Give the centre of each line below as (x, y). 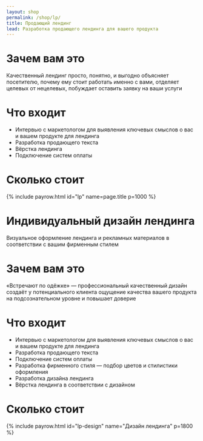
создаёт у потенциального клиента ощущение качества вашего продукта (101, 292)
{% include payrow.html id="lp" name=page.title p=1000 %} (81, 197)
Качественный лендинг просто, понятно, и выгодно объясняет (88, 76)
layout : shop (23, 12)
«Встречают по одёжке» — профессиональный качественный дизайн (97, 285)
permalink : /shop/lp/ (34, 18)
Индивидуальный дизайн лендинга (101, 221)
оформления (32, 372)
